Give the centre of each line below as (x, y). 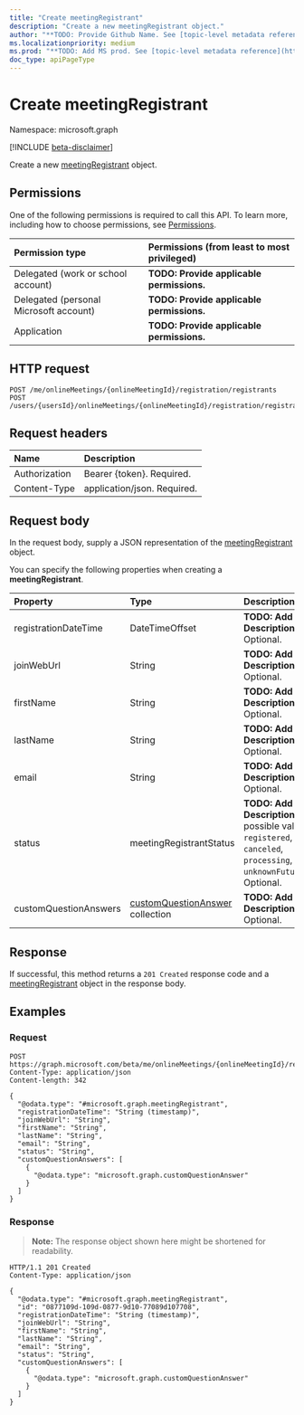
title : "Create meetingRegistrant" (76, 18)
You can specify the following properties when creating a (116, 570)
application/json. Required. (140, 489)
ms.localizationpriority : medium (72, 43)
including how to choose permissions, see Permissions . (113, 224)
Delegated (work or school (71, 273)
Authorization (43, 474)
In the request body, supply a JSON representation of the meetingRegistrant (151, 543)
